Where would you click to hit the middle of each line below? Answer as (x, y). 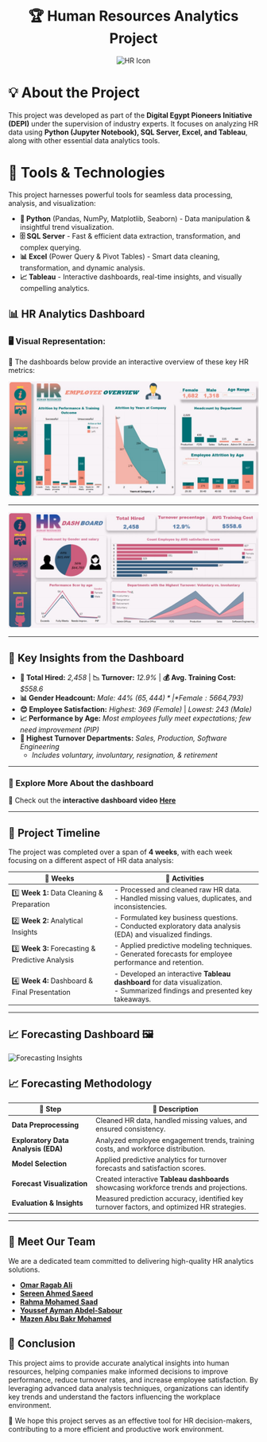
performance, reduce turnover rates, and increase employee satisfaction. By (133, 1380)
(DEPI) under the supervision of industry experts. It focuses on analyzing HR (133, 123)
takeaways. (133, 999)
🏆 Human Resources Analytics (133, 16)
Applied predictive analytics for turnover (161, 1160)
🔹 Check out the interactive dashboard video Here (92, 800)
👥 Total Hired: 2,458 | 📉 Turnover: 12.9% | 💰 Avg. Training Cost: (128, 677)
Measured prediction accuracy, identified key (169, 1199)
